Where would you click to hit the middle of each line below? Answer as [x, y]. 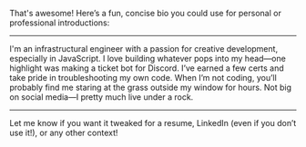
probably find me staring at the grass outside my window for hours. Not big [151, 87]
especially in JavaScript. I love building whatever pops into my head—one [148, 59]
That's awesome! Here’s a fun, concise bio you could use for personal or [146, 13]
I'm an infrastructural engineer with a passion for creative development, [144, 49]
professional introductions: [60, 23]
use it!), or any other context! [64, 132]
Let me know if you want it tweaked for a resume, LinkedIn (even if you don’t [153, 123]
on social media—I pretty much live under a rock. [102, 97]
